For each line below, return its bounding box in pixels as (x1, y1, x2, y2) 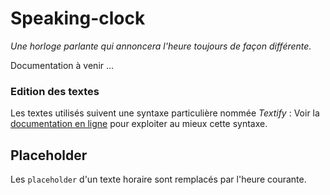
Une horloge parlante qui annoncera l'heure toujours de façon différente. (10, 40, 312, 52)
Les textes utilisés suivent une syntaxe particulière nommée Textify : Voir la (10, 107, 320, 119)
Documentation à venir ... (10, 59, 115, 71)
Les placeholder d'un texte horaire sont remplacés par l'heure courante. (10, 173, 307, 186)
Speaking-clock (10, 7, 146, 30)
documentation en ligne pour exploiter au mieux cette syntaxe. (10, 118, 268, 130)
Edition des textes (10, 84, 100, 98)
